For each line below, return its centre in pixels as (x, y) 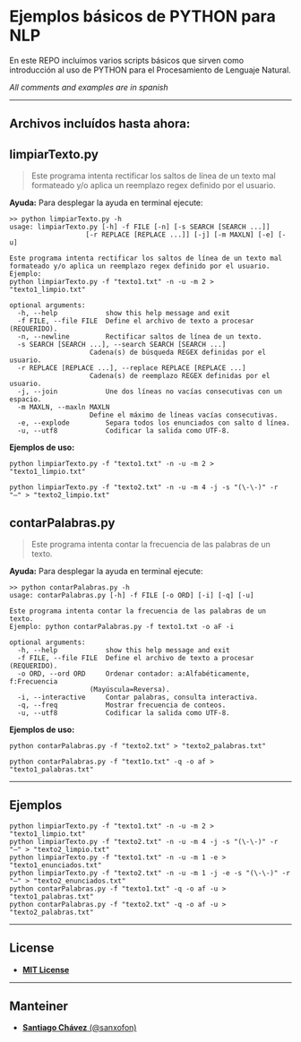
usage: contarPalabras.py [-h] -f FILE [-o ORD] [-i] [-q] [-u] (132, 595)
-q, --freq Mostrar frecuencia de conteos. (122, 705)
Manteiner (39, 1006)
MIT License (46, 969)
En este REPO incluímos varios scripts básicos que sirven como (127, 60)
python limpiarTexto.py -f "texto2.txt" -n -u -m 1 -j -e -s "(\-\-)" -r (150, 873)
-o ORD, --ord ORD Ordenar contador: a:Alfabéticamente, (134, 674)
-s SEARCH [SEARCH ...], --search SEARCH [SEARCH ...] (122, 345)
